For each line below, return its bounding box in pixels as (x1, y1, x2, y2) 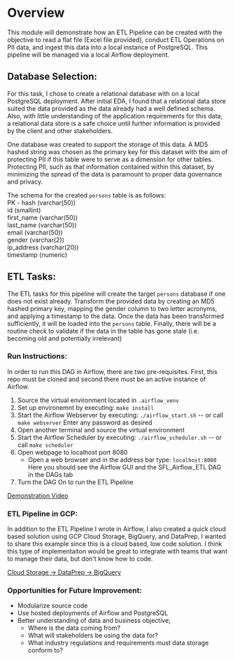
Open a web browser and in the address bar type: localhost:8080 (27, 455, 217, 464)
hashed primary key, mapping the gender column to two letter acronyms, (7, 304, 218, 312)
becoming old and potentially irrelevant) (7, 334, 122, 343)
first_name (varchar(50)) (7, 213, 78, 221)
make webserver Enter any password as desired (17, 418, 152, 427)
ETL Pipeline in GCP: (7, 509, 78, 518)
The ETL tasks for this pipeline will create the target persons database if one (7, 289, 226, 298)
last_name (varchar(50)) (7, 221, 77, 229)
